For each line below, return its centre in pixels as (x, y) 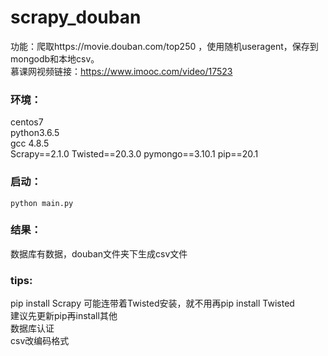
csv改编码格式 (40, 341)
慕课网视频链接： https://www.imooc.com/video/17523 (121, 71)
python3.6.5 (35, 133)
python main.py (42, 203)
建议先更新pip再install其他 (64, 316)
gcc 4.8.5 (30, 143)
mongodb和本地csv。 (55, 58)
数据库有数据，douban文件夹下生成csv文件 (99, 253)
